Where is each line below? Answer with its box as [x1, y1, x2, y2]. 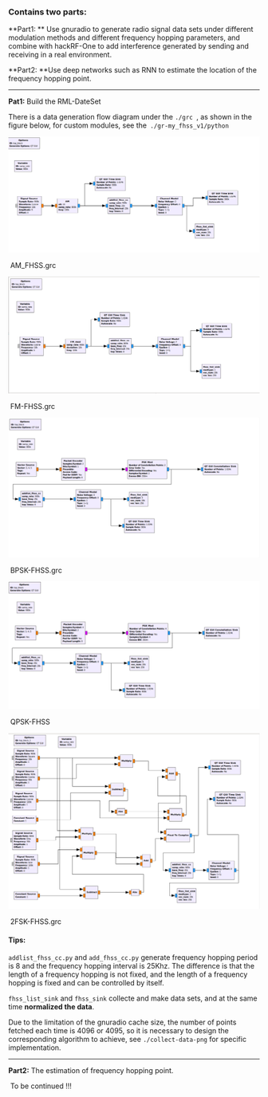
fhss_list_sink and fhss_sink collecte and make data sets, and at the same [8, 993, 258, 1003]
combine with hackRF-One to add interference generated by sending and [8, 41, 250, 51]
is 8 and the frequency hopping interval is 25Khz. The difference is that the [8, 961, 255, 971]
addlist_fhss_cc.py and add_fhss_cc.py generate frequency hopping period [8, 953, 258, 962]
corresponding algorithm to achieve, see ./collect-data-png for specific [8, 1035, 247, 1044]
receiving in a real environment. [8, 50, 112, 60]
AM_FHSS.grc [10, 261, 57, 270]
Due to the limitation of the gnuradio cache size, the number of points [8, 1017, 237, 1027]
